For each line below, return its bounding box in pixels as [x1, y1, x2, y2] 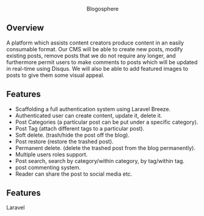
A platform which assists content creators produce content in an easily [6, 39, 184, 46]
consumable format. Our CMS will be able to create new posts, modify [6, 45, 183, 52]
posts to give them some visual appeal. [6, 71, 105, 79]
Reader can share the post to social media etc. [15, 170, 133, 178]
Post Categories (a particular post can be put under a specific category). [15, 118, 199, 126]
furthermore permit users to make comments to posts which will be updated [6, 58, 198, 66]
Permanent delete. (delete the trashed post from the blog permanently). [15, 144, 195, 151]
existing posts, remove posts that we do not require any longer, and [6, 52, 176, 59]
